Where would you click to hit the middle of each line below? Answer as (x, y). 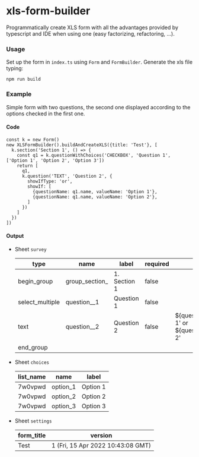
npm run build (24, 79)
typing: (15, 68)
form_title (32, 435)
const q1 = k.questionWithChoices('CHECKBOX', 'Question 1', (94, 155)
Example (19, 94)
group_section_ (87, 281)
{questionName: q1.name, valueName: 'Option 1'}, (95, 191)
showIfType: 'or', (50, 181)
